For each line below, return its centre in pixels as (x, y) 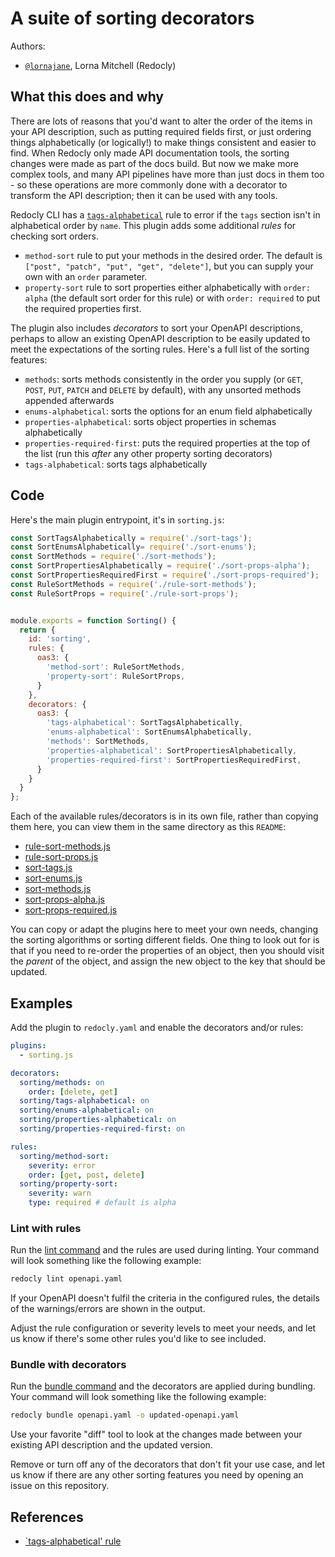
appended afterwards (69, 400)
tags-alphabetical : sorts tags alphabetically (116, 464)
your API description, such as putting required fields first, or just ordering (161, 131)
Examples (41, 1003)
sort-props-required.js (71, 910)
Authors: (28, 46)
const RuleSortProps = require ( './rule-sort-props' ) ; (125, 593)
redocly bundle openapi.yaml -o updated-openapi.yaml (125, 1415)
